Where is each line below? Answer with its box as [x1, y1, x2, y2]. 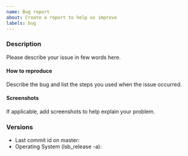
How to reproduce [6, 67, 52, 75]
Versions [6, 123, 33, 131]
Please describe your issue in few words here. [6, 54, 121, 61]
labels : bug [6, 20, 36, 26]
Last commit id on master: [14, 137, 80, 144]
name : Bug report [6, 8, 50, 15]
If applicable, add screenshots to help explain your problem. [6, 108, 155, 115]
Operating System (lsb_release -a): [14, 143, 102, 151]
